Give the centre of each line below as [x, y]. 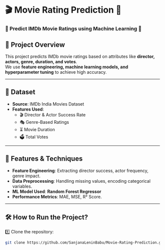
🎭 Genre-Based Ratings [44, 122]
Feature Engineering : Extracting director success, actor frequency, [80, 170]
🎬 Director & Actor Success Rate [53, 114]
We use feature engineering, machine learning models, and [67, 67]
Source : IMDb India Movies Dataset [48, 104]
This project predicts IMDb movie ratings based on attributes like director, [80, 56]
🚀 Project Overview [35, 44]
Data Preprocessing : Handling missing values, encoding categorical [81, 181]
